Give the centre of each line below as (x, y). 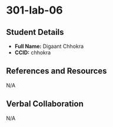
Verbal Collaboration (45, 104)
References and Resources (56, 71)
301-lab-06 (34, 10)
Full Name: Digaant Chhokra (49, 46)
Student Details (35, 32)
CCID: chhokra (33, 53)
